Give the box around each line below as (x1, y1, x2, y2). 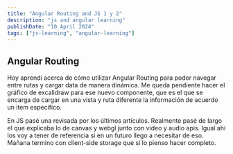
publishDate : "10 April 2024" (7, 23, 95, 30)
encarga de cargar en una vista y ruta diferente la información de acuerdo (7, 96, 218, 104)
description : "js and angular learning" (7, 17, 126, 24)
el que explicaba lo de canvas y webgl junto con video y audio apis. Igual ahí (7, 124, 226, 132)
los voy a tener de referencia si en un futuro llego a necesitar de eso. (7, 131, 204, 139)
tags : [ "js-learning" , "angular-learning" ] (7, 29, 135, 37)
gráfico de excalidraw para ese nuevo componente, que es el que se (7, 88, 203, 97)
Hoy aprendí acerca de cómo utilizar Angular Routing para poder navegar (7, 74, 217, 82)
